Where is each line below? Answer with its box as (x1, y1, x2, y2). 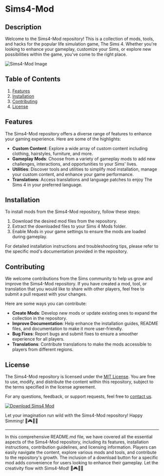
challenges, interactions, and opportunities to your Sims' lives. (12, 161, 138, 167)
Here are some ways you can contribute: (5, 301, 87, 306)
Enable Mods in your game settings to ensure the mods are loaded (12, 229, 146, 235)
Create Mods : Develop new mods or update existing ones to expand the (12, 310, 158, 316)
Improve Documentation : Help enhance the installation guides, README (12, 321, 159, 326)
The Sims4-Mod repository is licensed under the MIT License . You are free (5, 374, 156, 380)
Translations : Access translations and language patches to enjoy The (12, 176, 152, 182)
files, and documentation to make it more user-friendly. (12, 326, 123, 332)
